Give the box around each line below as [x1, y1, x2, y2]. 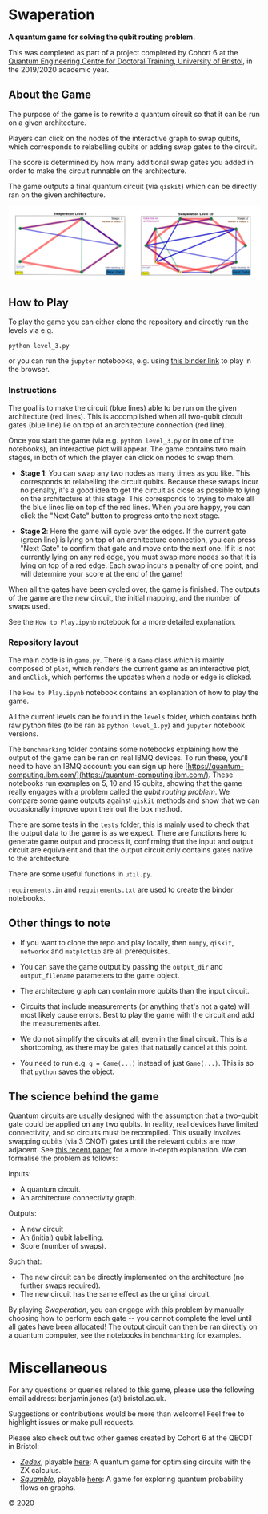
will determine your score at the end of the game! [19, 569, 183, 578]
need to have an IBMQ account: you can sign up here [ [8, 761, 188, 771]
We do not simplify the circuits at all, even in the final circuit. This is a [19, 1034, 248, 1043]
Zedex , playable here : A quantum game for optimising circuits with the [19, 1457, 252, 1467]
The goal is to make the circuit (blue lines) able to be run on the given [8, 403, 238, 412]
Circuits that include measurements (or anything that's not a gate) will [19, 1001, 250, 1011]
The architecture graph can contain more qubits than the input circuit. [19, 986, 250, 995]
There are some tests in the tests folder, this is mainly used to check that [8, 820, 250, 829]
